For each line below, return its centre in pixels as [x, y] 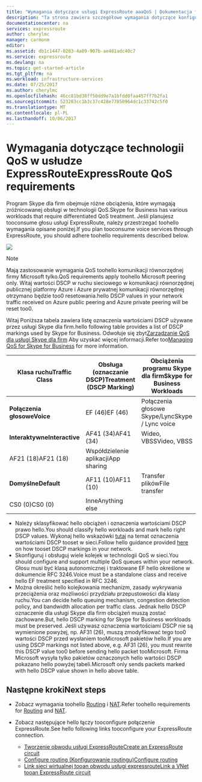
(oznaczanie [110, 372]
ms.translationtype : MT [36, 107]
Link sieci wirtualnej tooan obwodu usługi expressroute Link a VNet [106, 766]
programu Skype [167, 369]
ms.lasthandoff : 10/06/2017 [41, 118]
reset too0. [20, 309]
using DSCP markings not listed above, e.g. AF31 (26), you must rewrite [103, 645]
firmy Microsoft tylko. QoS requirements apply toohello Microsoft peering [96, 277]
